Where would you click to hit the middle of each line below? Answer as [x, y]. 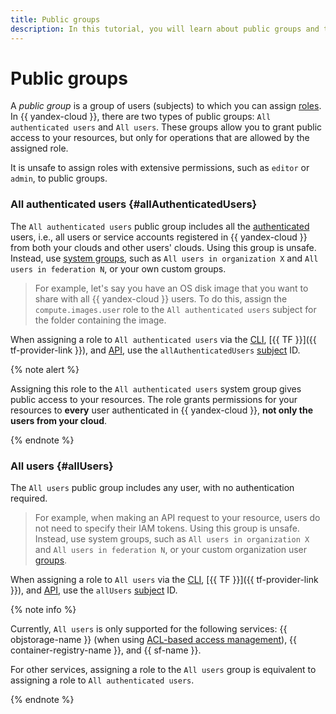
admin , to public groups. [59, 178]
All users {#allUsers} [62, 466]
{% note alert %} [45, 369]
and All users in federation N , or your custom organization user [171, 550]
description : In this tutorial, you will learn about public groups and [165, 29]
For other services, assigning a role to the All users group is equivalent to [163, 670]
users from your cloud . [59, 420]
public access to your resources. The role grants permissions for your [154, 399]
